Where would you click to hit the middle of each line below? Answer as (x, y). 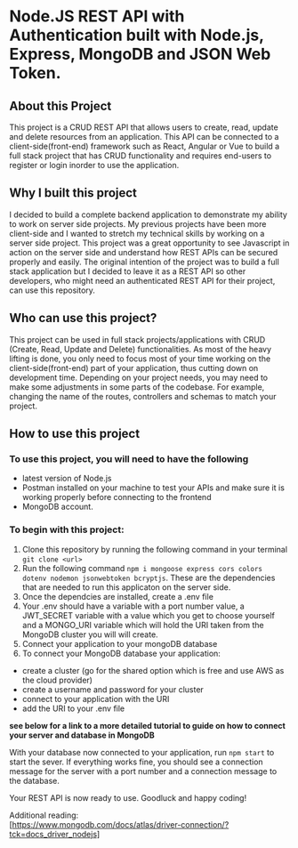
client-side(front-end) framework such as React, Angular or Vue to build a (145, 146)
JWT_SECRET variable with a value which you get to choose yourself (149, 615)
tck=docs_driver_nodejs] (55, 834)
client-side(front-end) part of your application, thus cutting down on (134, 367)
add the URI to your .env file (73, 708)
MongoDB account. (57, 507)
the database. (35, 780)
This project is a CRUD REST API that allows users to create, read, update (144, 127)
